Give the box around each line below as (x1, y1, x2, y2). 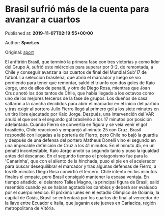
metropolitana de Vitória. (5, 205, 55, 211)
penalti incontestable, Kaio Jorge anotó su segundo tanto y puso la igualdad (5, 148, 159, 154)
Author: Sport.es (5, 39, 39, 45)
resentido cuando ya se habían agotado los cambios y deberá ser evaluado (5, 184, 157, 190)
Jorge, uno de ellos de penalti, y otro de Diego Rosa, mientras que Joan (5, 85, 150, 91)
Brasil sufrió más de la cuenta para (5, 3, 149, 15)
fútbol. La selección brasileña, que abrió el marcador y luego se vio (5, 74, 141, 80)
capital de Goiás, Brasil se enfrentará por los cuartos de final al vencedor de (5, 194, 159, 200)
